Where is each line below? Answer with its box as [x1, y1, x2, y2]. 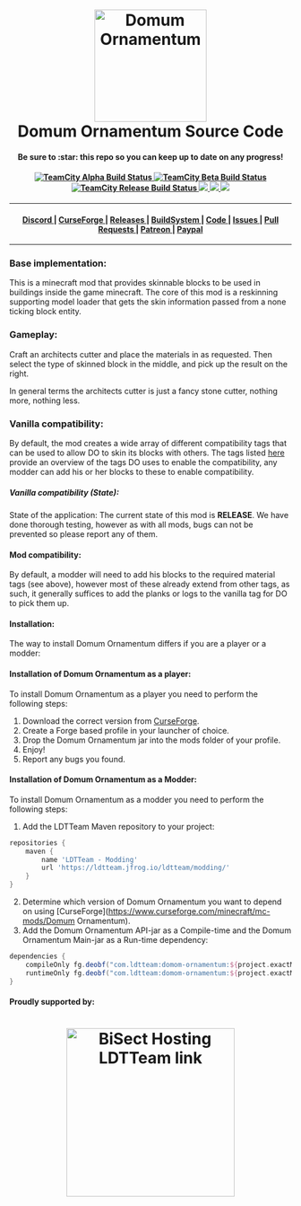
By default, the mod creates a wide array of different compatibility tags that [9, 438, 287, 449]
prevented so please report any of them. [9, 529, 159, 540]
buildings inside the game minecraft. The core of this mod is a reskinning [9, 287, 279, 298]
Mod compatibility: [9, 549, 82, 560]
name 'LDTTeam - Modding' [41, 855, 139, 864]
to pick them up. [9, 598, 70, 609]
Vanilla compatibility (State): [9, 487, 119, 497]
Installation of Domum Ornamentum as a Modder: [9, 774, 197, 785]
